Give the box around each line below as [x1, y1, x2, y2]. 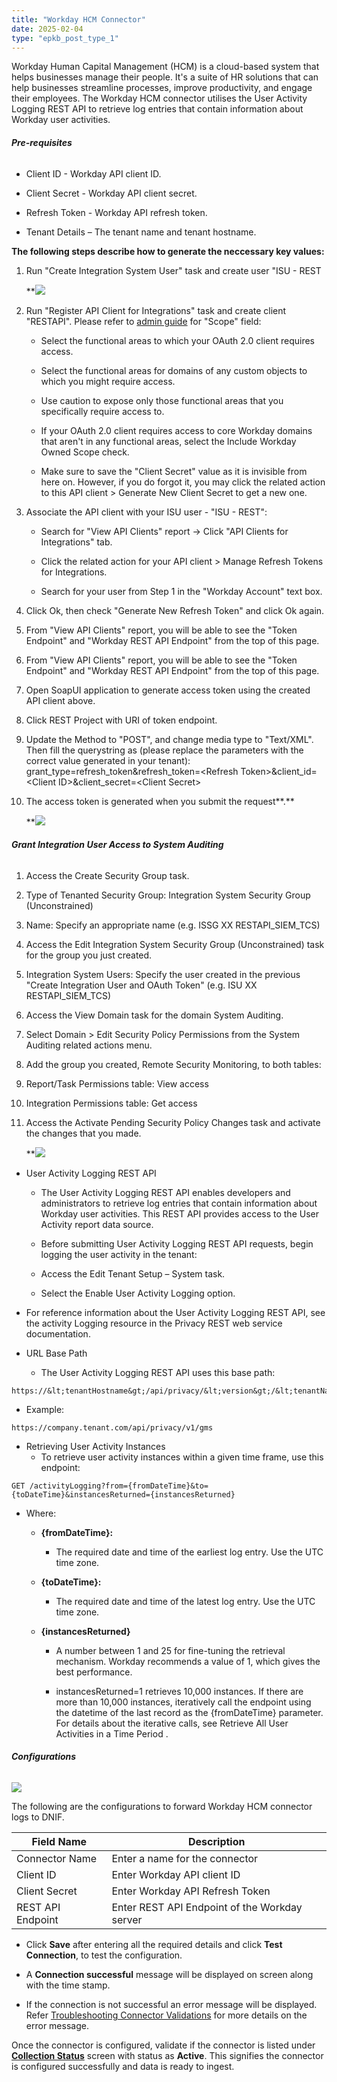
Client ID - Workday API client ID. [25, 167, 162, 180]
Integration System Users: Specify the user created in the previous [25, 968, 301, 980]
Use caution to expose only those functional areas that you [40, 394, 284, 406]
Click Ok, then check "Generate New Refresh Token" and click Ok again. [25, 604, 325, 616]
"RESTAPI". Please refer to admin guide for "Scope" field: [25, 315, 262, 327]
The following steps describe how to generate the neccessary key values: [11, 245, 325, 257]
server [111, 1912, 143, 1926]
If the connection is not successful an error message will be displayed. [25, 1998, 318, 2010]
